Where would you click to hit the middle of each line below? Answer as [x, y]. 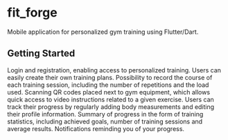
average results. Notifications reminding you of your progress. [96, 128]
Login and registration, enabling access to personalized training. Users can [114, 70]
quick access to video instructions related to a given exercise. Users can [111, 99]
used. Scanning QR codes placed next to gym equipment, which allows [108, 92]
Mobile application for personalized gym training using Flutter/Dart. [103, 32]
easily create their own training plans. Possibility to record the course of [110, 77]
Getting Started [41, 53]
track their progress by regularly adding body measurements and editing [111, 107]
